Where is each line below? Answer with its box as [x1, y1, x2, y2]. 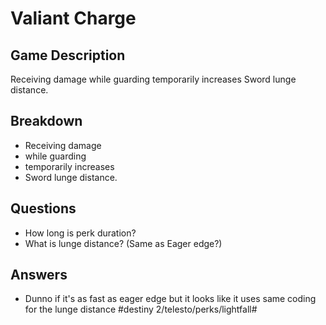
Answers [10, 267, 68, 284]
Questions [10, 200, 77, 217]
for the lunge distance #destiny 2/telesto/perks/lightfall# [24, 303, 258, 316]
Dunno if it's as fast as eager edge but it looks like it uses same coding [24, 293, 317, 305]
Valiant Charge [10, 7, 137, 30]
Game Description [10, 47, 126, 64]
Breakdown [10, 113, 83, 130]
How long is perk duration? [24, 227, 137, 239]
